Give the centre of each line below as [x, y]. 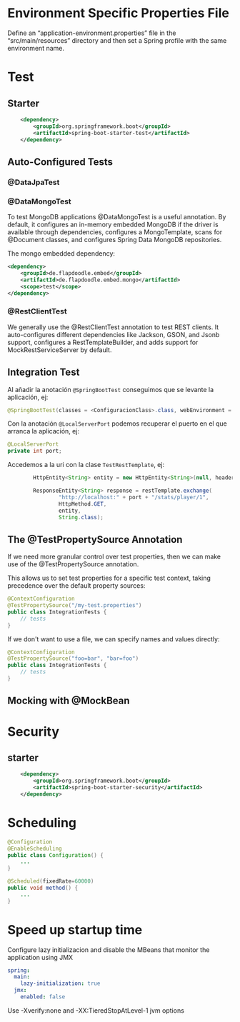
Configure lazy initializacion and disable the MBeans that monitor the [109, 950]
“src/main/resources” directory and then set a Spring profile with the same [117, 40]
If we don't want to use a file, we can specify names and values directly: [114, 639]
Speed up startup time [75, 930]
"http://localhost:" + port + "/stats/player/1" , [134, 497]
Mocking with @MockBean [69, 701]
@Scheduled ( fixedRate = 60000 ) [51, 881]
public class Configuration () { [55, 855]
